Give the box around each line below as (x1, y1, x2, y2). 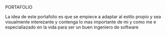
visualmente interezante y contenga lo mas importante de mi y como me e (5, 19, 157, 25)
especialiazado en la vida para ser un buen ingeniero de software (5, 24, 139, 30)
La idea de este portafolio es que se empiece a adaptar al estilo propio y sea (5, 14, 161, 19)
